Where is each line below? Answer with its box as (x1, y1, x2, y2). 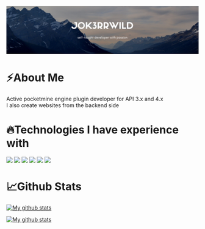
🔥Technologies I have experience (6, 123, 179, 137)
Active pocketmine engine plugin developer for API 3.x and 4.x (6, 95, 164, 102)
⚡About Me (6, 71, 65, 85)
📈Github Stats (6, 180, 82, 194)
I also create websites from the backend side (6, 101, 120, 109)
